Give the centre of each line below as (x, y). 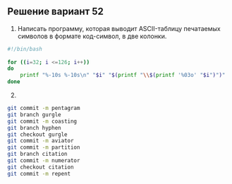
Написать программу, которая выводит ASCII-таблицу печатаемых (119, 28)
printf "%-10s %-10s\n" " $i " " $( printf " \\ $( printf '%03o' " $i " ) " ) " (123, 75)
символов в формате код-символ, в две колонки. (92, 36)
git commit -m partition (44, 147)
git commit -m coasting (42, 121)
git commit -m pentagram (44, 109)
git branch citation (38, 154)
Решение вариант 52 (55, 12)
